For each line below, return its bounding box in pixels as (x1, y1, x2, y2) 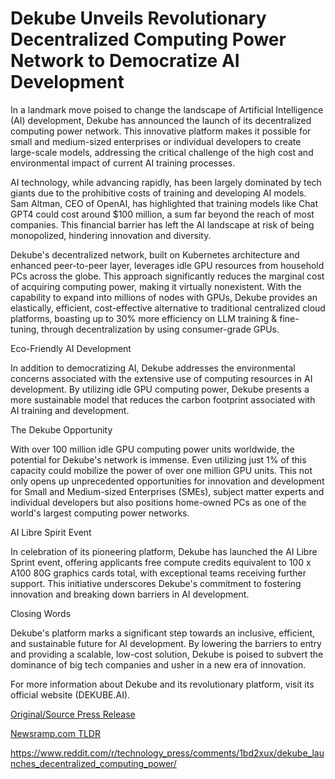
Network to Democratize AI (10, 50, 240, 72)
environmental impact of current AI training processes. (10, 157, 236, 169)
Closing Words (10, 607, 72, 619)
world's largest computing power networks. (10, 507, 190, 519)
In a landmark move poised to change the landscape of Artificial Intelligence (10, 103, 324, 116)
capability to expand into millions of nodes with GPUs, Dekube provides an (10, 291, 318, 303)
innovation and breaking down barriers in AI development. (10, 588, 250, 600)
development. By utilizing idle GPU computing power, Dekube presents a (10, 383, 310, 395)
